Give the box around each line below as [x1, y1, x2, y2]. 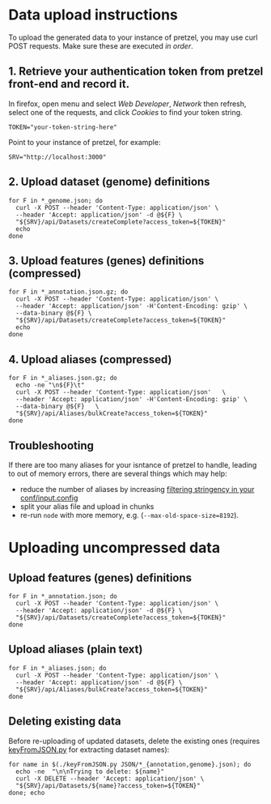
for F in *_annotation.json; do [8, 592, 117, 601]
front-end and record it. [8, 77, 130, 91]
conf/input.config [19, 493, 78, 502]
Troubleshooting [8, 438, 95, 452]
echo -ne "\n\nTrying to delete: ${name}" [15, 768, 164, 776]
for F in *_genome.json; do [8, 196, 104, 204]
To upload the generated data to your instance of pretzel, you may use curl [8, 32, 258, 42]
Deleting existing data [8, 715, 121, 729]
